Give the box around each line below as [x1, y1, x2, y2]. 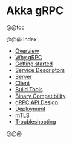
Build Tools [15, 85, 44, 93]
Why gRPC [15, 53, 42, 61]
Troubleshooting [15, 118, 56, 125]
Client [15, 79, 30, 87]
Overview [15, 47, 39, 55]
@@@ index [6, 35, 38, 42]
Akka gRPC [6, 4, 64, 18]
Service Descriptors [15, 66, 65, 73]
